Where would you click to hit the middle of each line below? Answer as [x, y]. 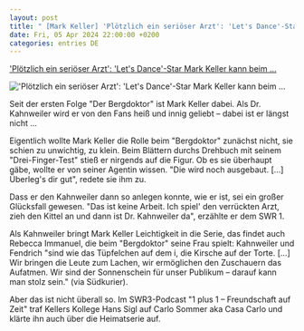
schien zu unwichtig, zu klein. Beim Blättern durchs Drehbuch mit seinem [146, 151]
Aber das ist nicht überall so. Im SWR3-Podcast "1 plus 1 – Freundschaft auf [150, 299]
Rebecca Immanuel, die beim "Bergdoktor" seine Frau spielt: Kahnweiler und [152, 243]
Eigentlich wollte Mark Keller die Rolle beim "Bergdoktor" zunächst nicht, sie [152, 141]
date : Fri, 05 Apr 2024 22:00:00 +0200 [85, 34]
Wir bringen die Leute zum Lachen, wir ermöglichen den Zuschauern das [146, 263]
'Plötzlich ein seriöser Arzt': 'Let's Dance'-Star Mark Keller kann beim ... [143, 69]
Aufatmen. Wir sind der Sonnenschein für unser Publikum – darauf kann [143, 272]
